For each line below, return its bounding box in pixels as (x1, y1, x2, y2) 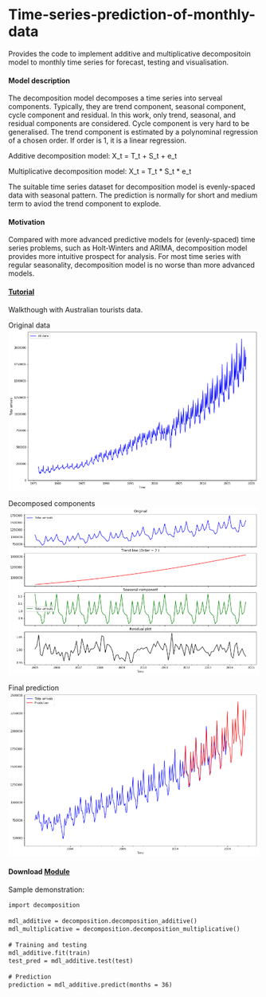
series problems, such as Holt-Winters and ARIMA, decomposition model (8, 243, 248, 253)
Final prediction (8, 683, 60, 693)
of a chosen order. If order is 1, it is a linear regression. (8, 135, 187, 145)
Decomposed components (8, 498, 96, 508)
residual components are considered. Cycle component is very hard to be (8, 119, 250, 128)
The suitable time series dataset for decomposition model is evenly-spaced (8, 182, 256, 192)
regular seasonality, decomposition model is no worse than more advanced (8, 261, 255, 270)
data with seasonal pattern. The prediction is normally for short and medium (8, 190, 258, 200)
